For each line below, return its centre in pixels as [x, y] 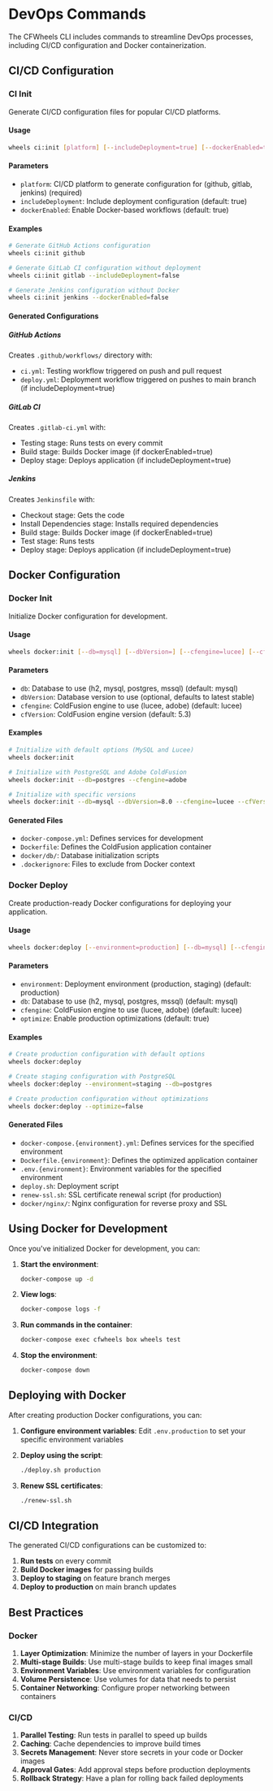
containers [38, 1697]
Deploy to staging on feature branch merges [95, 1578]
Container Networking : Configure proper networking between [125, 1688]
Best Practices [46, 1613]
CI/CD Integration [54, 1526]
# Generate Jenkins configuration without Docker [94, 290]
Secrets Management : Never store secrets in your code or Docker [132, 1753]
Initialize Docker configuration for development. [88, 616]
